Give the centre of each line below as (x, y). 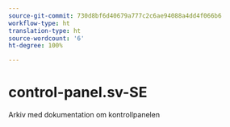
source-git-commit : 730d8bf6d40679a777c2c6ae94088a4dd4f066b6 (115, 16)
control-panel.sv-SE (78, 92)
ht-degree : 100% (36, 46)
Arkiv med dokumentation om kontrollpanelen (84, 115)
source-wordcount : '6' (46, 38)
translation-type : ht (45, 31)
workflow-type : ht (39, 23)
